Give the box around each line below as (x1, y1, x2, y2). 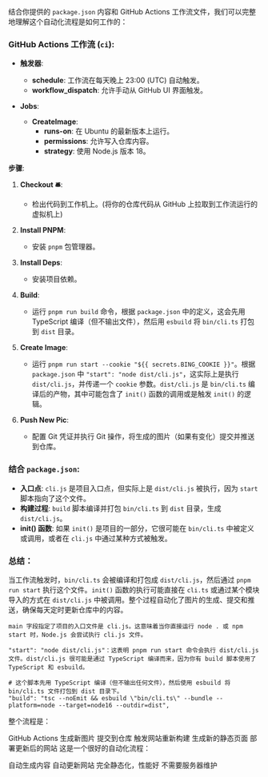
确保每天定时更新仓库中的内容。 (22, 604, 128, 614)
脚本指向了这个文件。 (19, 493, 90, 503)
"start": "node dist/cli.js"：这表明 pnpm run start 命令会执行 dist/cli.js (8, 646, 259, 654)
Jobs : (19, 102, 40, 111)
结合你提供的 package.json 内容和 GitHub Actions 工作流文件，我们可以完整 (8, 7, 256, 16)
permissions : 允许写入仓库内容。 (43, 137, 154, 146)
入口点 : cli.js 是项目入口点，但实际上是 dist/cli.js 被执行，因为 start (19, 483, 258, 493)
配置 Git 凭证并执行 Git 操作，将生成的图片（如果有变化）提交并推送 (31, 432, 255, 441)
